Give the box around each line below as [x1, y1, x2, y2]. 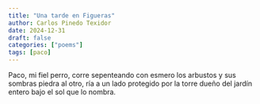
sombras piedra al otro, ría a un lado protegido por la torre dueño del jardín [8, 79, 252, 88]
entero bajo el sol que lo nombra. [8, 87, 117, 96]
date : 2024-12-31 [8, 26, 66, 34]
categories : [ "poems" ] [8, 41, 83, 49]
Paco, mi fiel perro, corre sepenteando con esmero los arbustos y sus [8, 71, 236, 79]
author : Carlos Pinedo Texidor [8, 19, 112, 27]
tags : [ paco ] [8, 48, 52, 56]
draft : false [8, 33, 52, 42]
